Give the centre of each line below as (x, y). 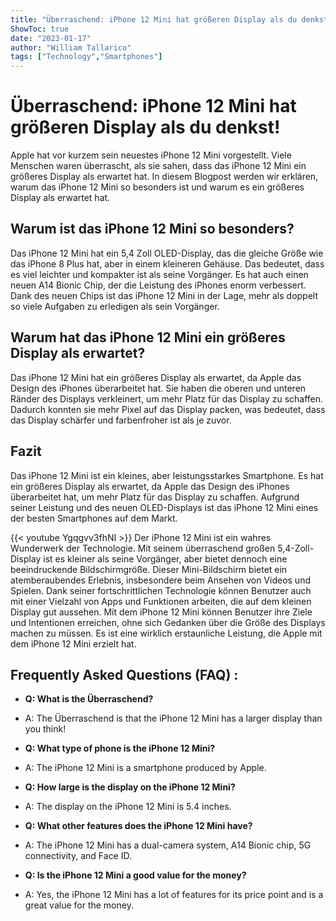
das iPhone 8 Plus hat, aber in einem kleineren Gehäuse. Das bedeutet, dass (167, 263)
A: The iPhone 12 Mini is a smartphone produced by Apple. (145, 768)
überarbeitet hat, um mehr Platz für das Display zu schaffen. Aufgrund (155, 497)
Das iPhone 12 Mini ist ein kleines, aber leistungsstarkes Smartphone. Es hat (167, 475)
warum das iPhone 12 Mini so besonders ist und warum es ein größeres (157, 187)
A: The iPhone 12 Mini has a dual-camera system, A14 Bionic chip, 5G (168, 845)
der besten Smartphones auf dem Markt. (94, 518)
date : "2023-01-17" (51, 38)
